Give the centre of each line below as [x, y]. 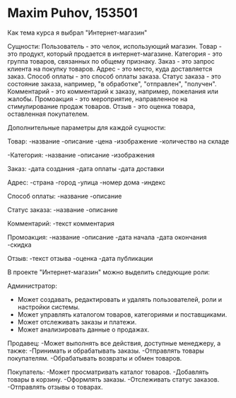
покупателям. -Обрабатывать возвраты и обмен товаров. [95, 358]
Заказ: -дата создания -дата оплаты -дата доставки [86, 168]
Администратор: [33, 286]
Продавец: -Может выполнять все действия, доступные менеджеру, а [114, 343]
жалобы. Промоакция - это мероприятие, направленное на [98, 99]
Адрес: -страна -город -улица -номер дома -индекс [87, 182]
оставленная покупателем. [48, 114]
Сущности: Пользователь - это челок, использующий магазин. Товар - [115, 46]
